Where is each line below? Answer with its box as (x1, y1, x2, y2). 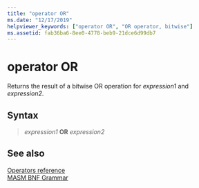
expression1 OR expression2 (23, 128, 105, 135)
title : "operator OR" (7, 10, 70, 17)
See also (7, 148, 45, 160)
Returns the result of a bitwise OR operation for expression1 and (7, 82, 189, 91)
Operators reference (7, 166, 66, 174)
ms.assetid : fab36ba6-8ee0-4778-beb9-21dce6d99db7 (7, 29, 156, 37)
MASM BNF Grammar (7, 173, 69, 182)
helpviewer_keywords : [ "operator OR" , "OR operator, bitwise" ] (7, 23, 193, 30)
